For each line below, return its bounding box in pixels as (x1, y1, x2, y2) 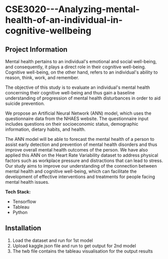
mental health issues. (5, 179, 49, 185)
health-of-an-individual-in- (5, 14, 123, 26)
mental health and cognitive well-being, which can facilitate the (5, 168, 137, 174)
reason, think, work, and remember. (5, 75, 79, 80)
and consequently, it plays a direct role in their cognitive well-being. (5, 64, 146, 70)
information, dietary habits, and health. (5, 126, 86, 132)
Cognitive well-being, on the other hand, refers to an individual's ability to (5, 69, 158, 75)
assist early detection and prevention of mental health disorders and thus (5, 141, 157, 147)
